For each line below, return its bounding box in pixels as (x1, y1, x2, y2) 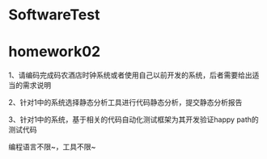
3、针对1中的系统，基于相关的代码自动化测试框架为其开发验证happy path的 (8, 115, 259, 124)
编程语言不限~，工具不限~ (8, 142, 96, 152)
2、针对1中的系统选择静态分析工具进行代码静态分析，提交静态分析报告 (8, 98, 243, 107)
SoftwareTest (8, 6, 100, 24)
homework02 (8, 43, 101, 61)
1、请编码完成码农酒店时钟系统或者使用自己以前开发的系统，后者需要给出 (8, 70, 252, 80)
